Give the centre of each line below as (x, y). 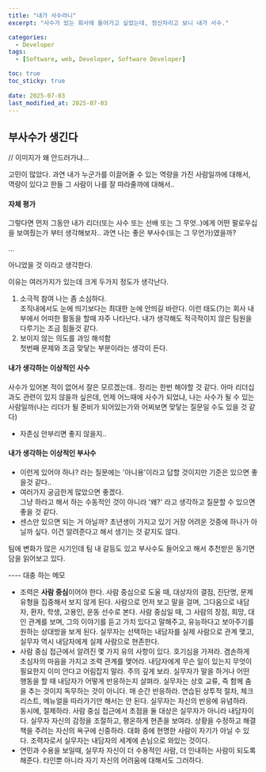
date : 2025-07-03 (37, 96)
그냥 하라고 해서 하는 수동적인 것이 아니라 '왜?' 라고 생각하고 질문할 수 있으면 (137, 502)
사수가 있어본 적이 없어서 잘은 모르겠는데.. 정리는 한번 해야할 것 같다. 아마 (121, 387)
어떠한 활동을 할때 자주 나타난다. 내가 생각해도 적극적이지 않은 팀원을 (146, 318)
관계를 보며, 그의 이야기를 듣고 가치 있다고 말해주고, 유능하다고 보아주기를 (141, 622)
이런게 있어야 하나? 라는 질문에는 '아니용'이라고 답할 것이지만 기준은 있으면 (134, 472)
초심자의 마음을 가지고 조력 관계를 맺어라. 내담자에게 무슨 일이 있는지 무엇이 (136, 661)
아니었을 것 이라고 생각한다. (51, 265)
